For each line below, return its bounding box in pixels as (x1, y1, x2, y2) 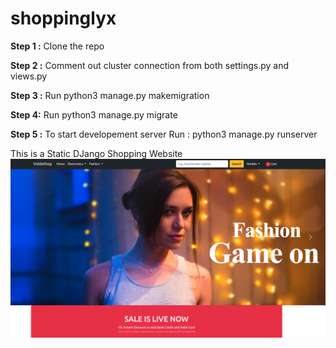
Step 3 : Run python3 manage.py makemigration (10, 89, 210, 101)
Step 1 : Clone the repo (10, 40, 105, 52)
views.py (10, 70, 48, 82)
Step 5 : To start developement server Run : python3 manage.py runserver (10, 128, 318, 140)
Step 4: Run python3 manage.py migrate (10, 108, 178, 121)
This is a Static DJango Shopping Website (10, 147, 183, 159)
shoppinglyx (10, 7, 117, 30)
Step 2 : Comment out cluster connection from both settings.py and (10, 59, 289, 71)
